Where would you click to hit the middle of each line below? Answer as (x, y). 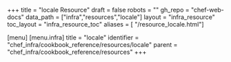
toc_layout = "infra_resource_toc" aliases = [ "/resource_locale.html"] (106, 24)
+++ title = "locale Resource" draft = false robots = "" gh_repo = (98, 10)
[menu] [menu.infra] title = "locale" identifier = (73, 37)
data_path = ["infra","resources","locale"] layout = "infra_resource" (120, 17)
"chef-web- (207, 10)
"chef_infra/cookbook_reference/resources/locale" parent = (92, 45)
